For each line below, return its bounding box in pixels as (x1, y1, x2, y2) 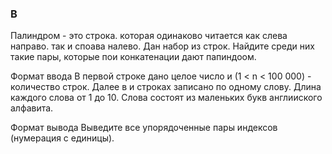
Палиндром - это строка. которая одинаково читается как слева (10, 30, 288, 42)
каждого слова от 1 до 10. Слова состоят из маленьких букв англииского (10, 92, 323, 104)
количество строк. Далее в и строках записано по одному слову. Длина (10, 81, 322, 93)
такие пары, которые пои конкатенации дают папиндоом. (10, 51, 257, 63)
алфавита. (10, 102, 54, 114)
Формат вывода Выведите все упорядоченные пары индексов (10, 122, 278, 134)
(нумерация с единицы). (10, 132, 115, 144)
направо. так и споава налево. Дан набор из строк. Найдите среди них (10, 40, 315, 52)
